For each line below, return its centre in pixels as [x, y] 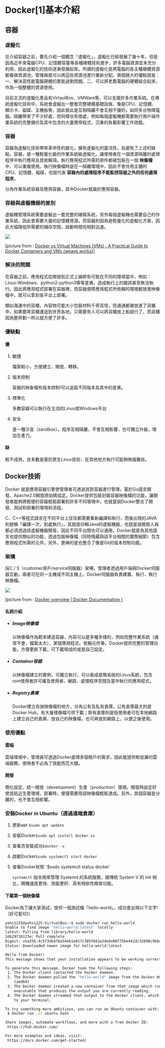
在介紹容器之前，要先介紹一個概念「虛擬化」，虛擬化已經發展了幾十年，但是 [82, 57]
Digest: [13, 941]
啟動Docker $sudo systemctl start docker [55, 856]
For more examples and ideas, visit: [44, 1036]
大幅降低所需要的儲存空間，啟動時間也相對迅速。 [59, 227]
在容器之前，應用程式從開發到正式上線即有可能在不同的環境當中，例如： [78, 276]
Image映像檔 [25, 624]
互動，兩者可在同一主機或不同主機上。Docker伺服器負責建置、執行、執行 [83, 574]
